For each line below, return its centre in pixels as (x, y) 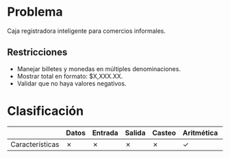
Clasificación (46, 111)
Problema (35, 12)
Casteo (164, 133)
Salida (135, 133)
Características (35, 144)
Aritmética (200, 133)
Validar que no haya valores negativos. (72, 83)
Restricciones (37, 52)
